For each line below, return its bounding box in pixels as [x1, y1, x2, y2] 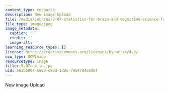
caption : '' [10, 31, 35, 36]
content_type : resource [5, 7, 55, 13]
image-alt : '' [10, 40, 39, 45]
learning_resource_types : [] [5, 45, 66, 50]
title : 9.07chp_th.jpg [5, 63, 53, 68]
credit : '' [10, 36, 33, 41]
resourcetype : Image [5, 59, 49, 64]
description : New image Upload [5, 12, 71, 17]
